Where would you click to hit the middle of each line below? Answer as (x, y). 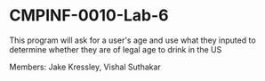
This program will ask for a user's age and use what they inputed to (132, 40)
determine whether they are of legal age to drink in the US (116, 49)
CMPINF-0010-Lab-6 (89, 16)
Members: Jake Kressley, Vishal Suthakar (85, 67)
